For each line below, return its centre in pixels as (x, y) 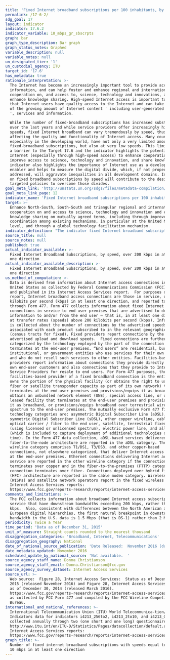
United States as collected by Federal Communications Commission (81, 287)
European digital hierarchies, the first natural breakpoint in (79, 513)
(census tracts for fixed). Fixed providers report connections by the (87, 335)
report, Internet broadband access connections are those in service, (86, 297)
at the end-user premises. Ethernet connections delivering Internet (84, 457)
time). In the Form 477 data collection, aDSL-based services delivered (88, 438)
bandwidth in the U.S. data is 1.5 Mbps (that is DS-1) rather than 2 (86, 518)
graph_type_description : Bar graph (43, 43)
